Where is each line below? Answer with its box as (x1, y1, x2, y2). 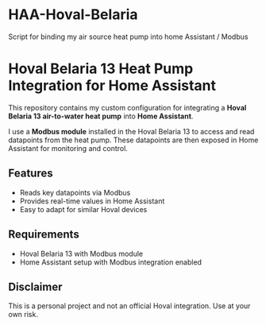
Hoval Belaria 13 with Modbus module (19, 249, 144, 258)
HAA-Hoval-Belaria (8, 6, 138, 24)
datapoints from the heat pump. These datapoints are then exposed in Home (8, 135, 259, 145)
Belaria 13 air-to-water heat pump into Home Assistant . (8, 111, 194, 121)
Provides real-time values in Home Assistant (19, 196, 165, 206)
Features (8, 167, 53, 180)
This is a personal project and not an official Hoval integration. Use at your (8, 301, 251, 311)
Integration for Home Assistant (8, 77, 217, 95)
